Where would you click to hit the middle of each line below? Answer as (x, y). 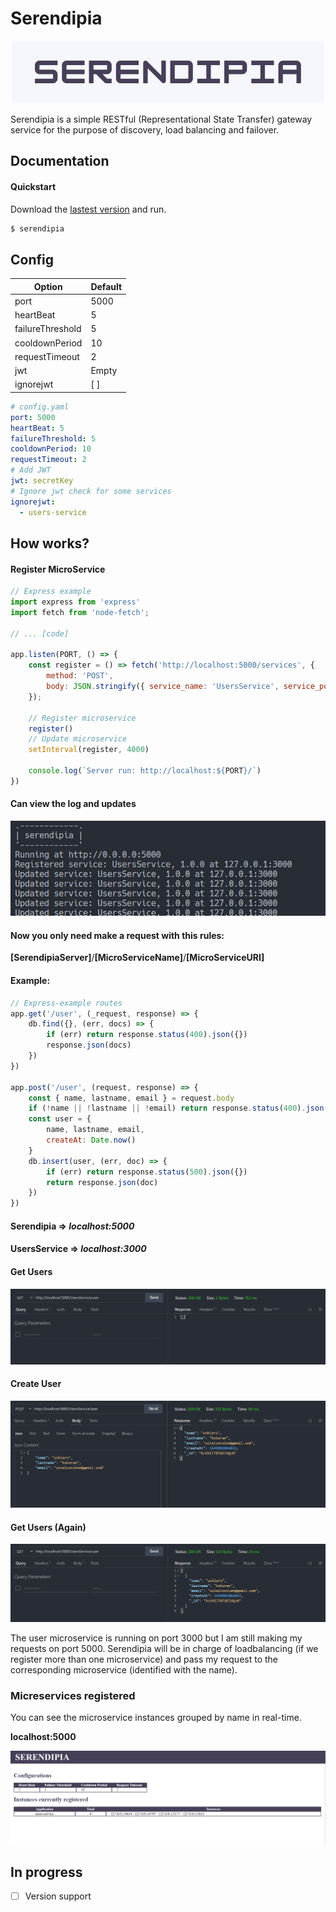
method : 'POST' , (80, 676)
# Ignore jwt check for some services (91, 491)
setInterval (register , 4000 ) (89, 750)
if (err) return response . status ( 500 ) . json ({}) (147, 1172)
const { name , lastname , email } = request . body (131, 1098)
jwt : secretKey (42, 481)
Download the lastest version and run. (88, 209)
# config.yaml (40, 407)
